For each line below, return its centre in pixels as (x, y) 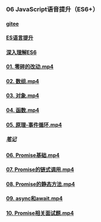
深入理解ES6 (21, 52)
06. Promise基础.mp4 (33, 155)
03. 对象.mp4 (23, 95)
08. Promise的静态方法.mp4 (41, 184)
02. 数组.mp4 (23, 81)
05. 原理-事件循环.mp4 (34, 125)
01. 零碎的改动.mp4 (30, 67)
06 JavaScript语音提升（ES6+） (52, 9)
